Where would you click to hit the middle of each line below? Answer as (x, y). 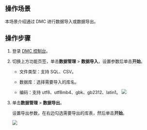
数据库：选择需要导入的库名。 (49, 82)
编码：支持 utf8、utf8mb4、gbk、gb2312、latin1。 (70, 92)
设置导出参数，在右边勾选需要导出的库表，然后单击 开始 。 (69, 113)
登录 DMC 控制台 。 (31, 51)
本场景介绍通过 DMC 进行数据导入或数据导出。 (52, 21)
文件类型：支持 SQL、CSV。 (48, 72)
